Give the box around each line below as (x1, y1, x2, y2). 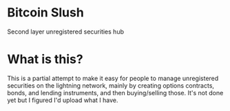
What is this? (7, 51, 84, 67)
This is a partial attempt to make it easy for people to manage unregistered (7, 74, 219, 82)
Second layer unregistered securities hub (7, 27, 124, 36)
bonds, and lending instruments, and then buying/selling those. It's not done (7, 88, 224, 97)
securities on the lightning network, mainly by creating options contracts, (7, 81, 215, 90)
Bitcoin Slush (7, 5, 84, 21)
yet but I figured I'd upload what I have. (7, 96, 118, 104)
